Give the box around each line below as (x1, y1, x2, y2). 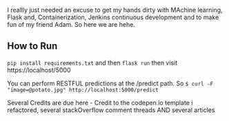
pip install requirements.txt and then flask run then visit (7, 58, 178, 67)
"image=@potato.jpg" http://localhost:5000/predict (7, 86, 159, 93)
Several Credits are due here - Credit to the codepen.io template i (7, 98, 193, 107)
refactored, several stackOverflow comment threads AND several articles (7, 106, 215, 114)
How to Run (7, 41, 58, 52)
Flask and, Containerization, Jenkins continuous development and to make (7, 13, 219, 21)
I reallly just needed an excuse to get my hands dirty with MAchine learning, (7, 6, 223, 14)
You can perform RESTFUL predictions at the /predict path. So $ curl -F (7, 79, 214, 87)
